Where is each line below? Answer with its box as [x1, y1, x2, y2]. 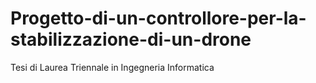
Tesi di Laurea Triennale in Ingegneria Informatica [10, 61, 215, 73]
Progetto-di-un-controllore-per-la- [10, 7, 307, 30]
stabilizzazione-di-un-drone [10, 28, 252, 51]
